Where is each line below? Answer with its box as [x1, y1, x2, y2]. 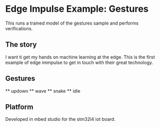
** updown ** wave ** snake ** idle [5, 88, 81, 94]
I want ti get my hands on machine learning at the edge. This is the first [5, 54, 155, 60]
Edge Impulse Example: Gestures [5, 3, 149, 15]
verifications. [5, 25, 33, 31]
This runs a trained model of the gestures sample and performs [5, 20, 139, 26]
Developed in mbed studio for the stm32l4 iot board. [5, 116, 116, 122]
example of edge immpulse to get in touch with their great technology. [5, 59, 153, 66]
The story [5, 40, 37, 49]
